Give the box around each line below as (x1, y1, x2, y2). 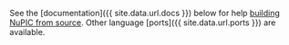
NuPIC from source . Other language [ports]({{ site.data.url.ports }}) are (9, 17, 276, 28)
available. (9, 27, 46, 37)
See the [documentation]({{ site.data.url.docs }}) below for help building (9, 8, 281, 18)
